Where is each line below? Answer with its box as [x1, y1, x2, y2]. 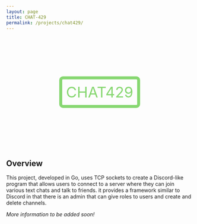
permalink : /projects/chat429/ [6, 20, 84, 26]
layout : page [6, 8, 39, 15]
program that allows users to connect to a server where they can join [6, 181, 175, 188]
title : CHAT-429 [6, 14, 46, 20]
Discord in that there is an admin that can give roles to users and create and [6, 193, 192, 200]
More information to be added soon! [6, 211, 95, 218]
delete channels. [6, 200, 47, 207]
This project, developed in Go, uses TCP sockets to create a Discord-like [6, 174, 184, 181]
